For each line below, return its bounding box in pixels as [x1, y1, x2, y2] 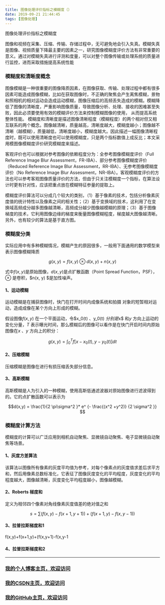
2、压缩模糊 [5, 352, 29, 358]
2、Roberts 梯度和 [5, 489, 43, 495]
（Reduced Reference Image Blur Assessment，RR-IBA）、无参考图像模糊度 [5, 163, 158, 169]
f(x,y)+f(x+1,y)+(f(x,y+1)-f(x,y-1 [5, 534, 69, 539]
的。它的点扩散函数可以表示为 [5, 394, 65, 400]
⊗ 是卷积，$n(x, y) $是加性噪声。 [5, 274, 75, 281]
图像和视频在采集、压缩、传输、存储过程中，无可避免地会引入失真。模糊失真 [5, 41, 160, 47]
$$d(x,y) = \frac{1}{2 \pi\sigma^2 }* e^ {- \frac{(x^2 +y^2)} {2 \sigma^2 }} [8, 403, 157, 409]
